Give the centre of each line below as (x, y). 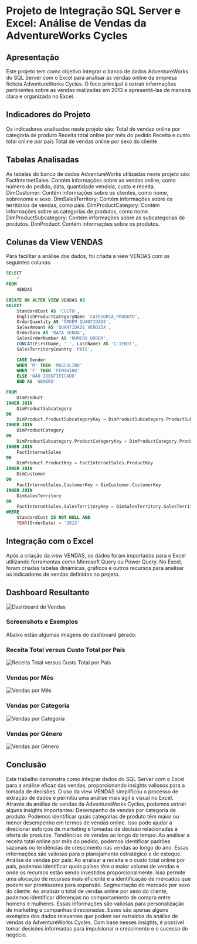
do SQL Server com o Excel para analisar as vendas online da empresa (91, 78)
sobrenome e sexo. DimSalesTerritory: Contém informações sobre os (89, 199)
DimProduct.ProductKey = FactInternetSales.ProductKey (85, 463)
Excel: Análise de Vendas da (76, 23)
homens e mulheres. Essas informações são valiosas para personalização (95, 904)
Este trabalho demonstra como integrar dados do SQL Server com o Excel (95, 779)
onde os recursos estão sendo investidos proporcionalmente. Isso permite (96, 872)
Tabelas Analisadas (43, 160)
